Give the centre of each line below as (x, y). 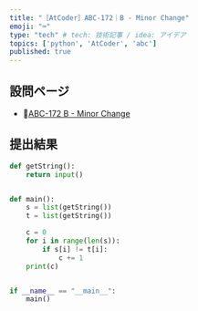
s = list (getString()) (69, 207)
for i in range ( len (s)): (73, 241)
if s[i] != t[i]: (75, 249)
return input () (55, 174)
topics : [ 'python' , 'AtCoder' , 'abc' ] (83, 43)
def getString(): (42, 166)
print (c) (42, 266)
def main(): (32, 199)
